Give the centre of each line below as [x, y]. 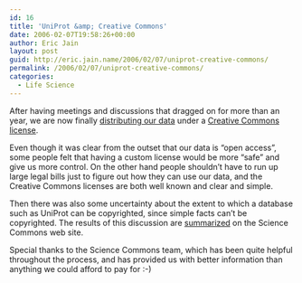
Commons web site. [47, 232]
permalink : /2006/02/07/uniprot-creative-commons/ [107, 69]
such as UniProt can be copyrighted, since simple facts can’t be [128, 212]
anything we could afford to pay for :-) [80, 269]
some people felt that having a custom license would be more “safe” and [145, 157]
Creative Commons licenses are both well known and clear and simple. [142, 185]
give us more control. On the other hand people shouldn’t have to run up [144, 166]
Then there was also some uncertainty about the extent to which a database [151, 203]
